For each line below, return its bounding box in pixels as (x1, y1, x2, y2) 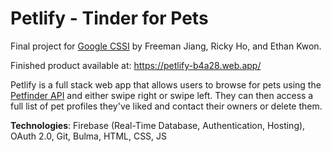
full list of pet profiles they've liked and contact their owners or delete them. (10, 100, 323, 112)
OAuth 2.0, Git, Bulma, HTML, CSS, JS (10, 130, 168, 142)
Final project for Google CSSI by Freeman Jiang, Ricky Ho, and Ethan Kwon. (10, 40, 322, 52)
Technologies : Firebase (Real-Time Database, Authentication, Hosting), (10, 119, 306, 131)
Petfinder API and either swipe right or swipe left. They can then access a (10, 89, 314, 101)
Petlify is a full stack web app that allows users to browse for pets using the (10, 78, 322, 91)
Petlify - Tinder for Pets (10, 7, 209, 30)
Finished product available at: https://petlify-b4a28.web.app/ (10, 59, 262, 71)
